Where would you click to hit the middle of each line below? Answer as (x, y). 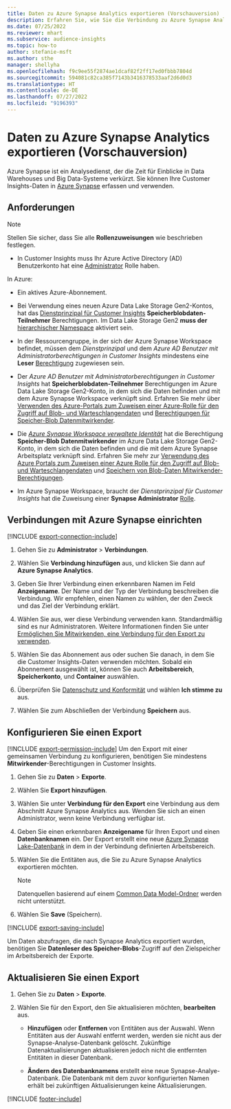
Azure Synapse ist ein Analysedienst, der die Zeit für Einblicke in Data (106, 171)
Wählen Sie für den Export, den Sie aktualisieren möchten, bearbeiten (116, 1008)
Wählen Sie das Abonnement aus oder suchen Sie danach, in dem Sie (116, 655)
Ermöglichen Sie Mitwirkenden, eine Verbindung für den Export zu (111, 634)
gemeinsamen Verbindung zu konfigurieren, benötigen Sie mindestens (107, 757)
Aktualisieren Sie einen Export (73, 978)
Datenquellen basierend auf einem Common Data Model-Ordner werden (119, 894)
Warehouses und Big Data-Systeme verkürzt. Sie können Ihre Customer (109, 178)
